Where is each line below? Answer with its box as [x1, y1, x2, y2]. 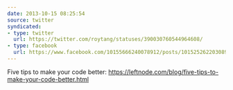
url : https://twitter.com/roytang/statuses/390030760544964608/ [13, 36, 203, 43]
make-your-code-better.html [7, 75, 89, 83]
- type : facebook [7, 42, 58, 49]
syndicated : [7, 23, 42, 30]
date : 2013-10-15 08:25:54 [7, 10, 85, 17]
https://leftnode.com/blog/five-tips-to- [108, 67, 219, 76]
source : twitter [7, 17, 54, 24]
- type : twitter [7, 29, 54, 37]
